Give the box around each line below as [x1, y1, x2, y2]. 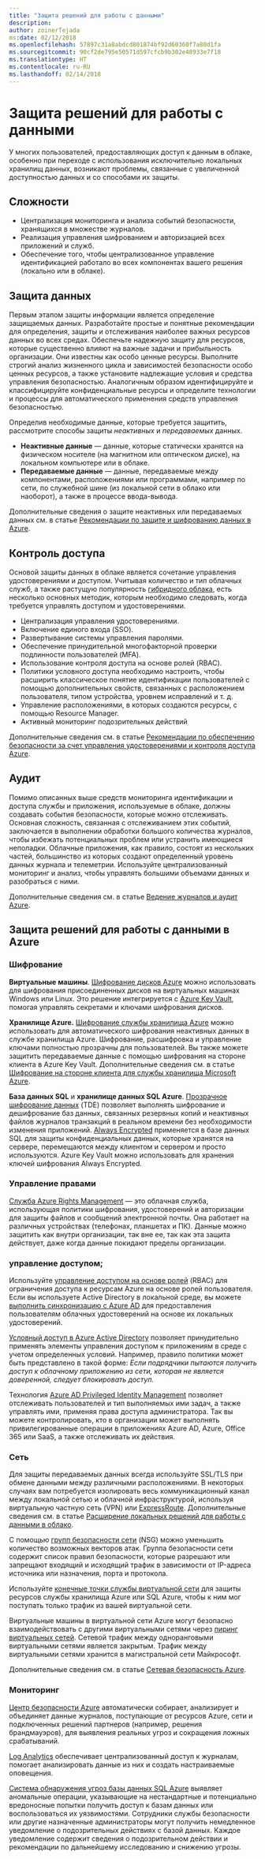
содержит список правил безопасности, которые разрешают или [9, 1552, 230, 1562]
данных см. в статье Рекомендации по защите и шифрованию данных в [9, 515, 252, 525]
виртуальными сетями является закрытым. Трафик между [9, 1641, 207, 1651]
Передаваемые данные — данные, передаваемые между [20, 466, 219, 476]
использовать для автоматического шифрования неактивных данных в [9, 1026, 250, 1035]
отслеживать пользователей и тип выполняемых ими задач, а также [9, 1398, 241, 1408]
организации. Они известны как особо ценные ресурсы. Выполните [9, 352, 239, 361]
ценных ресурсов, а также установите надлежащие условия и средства [9, 368, 253, 379]
